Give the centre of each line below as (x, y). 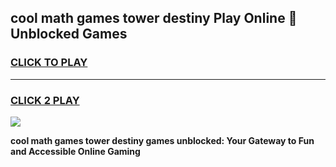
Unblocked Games (69, 34)
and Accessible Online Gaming (75, 151)
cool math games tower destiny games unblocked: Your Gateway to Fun (162, 140)
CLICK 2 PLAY (45, 100)
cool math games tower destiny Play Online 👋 (154, 18)
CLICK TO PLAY (49, 63)
